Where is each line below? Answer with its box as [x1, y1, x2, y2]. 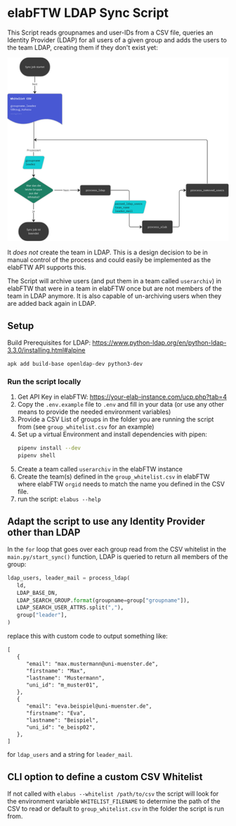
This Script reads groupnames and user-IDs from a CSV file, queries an [7, 28, 214, 37]
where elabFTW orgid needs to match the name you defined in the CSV [17, 480, 225, 488]
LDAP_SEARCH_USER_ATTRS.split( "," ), [16, 604, 124, 611]
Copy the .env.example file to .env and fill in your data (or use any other [17, 400, 225, 409]
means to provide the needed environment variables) [17, 407, 171, 417]
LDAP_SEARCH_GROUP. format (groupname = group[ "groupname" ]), [16, 597, 190, 604]
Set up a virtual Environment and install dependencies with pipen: [17, 430, 207, 438]
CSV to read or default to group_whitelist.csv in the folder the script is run [7, 804, 225, 813]
